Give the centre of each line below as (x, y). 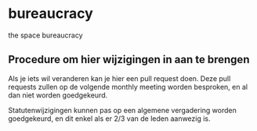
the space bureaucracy (46, 35)
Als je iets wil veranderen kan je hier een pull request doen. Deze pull (119, 78)
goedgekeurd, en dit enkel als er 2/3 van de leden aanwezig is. (109, 119)
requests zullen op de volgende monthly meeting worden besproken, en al (128, 87)
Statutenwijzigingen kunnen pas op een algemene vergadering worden (123, 110)
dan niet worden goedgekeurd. (58, 95)
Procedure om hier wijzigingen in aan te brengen (129, 60)
